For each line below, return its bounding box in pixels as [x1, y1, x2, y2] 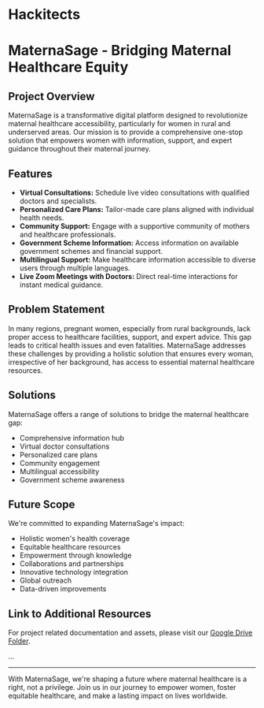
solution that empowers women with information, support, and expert [8, 136, 233, 145]
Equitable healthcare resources [19, 542, 121, 552]
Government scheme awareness [19, 475, 125, 484]
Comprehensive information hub [19, 433, 124, 442]
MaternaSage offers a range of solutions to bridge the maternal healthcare [8, 409, 249, 419]
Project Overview [8, 89, 95, 103]
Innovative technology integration [19, 568, 128, 577]
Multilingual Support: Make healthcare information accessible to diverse [19, 255, 257, 264]
